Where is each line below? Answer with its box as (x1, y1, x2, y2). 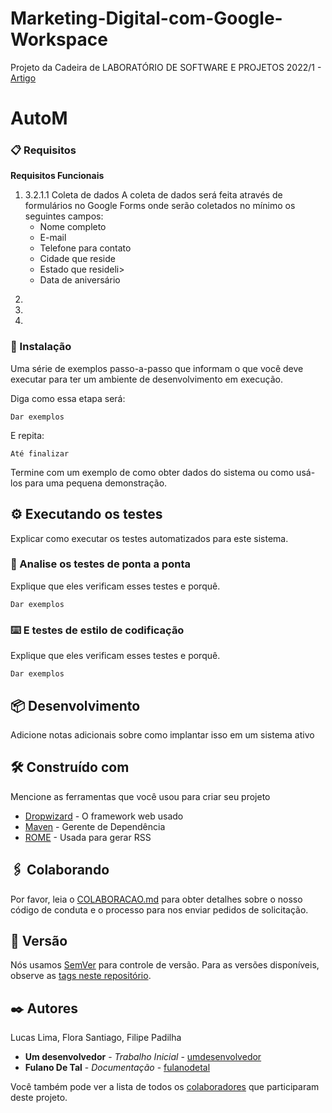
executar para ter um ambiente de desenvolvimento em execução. (10, 373, 283, 385)
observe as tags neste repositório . (10, 970, 152, 982)
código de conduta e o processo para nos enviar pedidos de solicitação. (10, 903, 309, 916)
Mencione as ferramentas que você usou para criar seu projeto (10, 790, 271, 802)
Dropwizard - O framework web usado (24, 810, 184, 822)
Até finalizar (10, 448, 70, 459)
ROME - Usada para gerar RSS (24, 831, 152, 843)
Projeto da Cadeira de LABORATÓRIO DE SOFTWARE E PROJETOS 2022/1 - (10, 61, 322, 73)
